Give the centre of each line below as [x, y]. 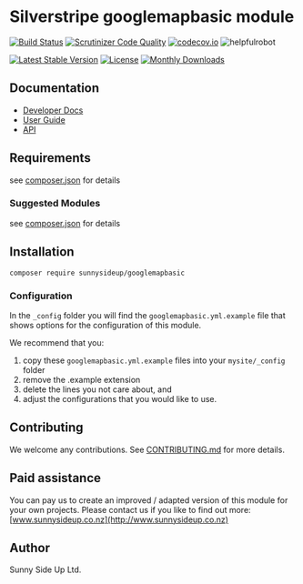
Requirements [50, 158]
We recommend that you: [57, 342]
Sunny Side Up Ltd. [45, 569]
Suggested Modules [55, 204]
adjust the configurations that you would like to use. [120, 398]
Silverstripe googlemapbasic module [152, 17]
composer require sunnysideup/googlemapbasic [97, 273]
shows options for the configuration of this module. [106, 325]
